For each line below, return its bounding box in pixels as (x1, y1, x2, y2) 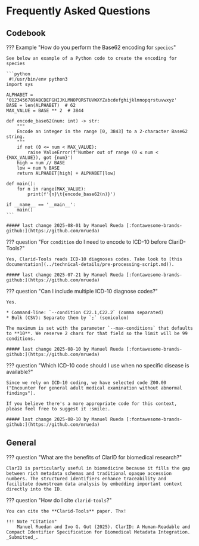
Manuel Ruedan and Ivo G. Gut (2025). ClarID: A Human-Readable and (17, 524, 191, 530)
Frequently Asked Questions (6, 4, 151, 18)
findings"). (6, 390, 36, 396)
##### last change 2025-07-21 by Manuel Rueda (6, 272, 124, 278)
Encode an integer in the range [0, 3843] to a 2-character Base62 (17, 128, 188, 134)
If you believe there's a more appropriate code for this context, (6, 401, 178, 407)
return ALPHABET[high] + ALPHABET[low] (17, 170, 116, 176)
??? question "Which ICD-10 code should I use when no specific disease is (6, 362, 189, 369)
